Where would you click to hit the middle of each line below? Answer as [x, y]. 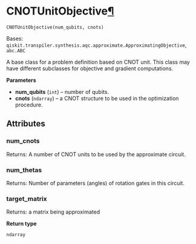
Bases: [15, 38]
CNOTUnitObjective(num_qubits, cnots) [55, 27]
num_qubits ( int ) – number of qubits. [62, 91]
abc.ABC [16, 51]
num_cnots [23, 141]
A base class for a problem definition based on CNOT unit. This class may [98, 62]
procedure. [29, 105]
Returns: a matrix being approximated [53, 212]
